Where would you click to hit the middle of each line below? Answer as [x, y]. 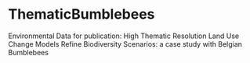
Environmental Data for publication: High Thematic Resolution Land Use [124, 36]
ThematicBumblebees [82, 14]
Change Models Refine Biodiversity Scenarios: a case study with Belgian [125, 44]
